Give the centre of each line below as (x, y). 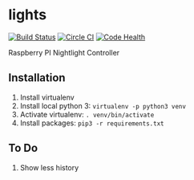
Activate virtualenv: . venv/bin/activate (87, 114)
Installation (37, 78)
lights (28, 15)
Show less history (49, 167)
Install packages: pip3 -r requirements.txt (92, 123)
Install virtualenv (47, 97)
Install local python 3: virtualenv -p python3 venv (103, 105)
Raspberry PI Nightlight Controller (64, 52)
